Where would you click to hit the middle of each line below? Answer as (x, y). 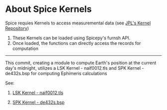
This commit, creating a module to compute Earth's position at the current (81, 63)
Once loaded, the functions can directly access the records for (77, 43)
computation (25, 48)
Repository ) (17, 28)
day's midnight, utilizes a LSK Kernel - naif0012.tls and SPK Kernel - (75, 68)
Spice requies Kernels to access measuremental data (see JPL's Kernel (78, 23)
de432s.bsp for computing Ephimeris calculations (56, 73)
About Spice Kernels (48, 9)
